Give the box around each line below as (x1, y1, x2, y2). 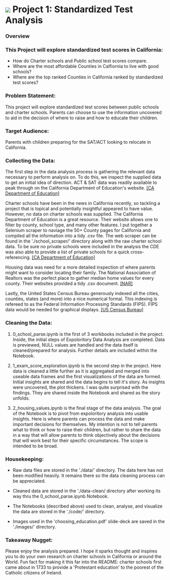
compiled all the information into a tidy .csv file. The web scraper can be (5, 233, 156, 239)
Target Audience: (5, 127, 49, 135)
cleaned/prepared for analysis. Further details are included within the (12, 347, 157, 353)
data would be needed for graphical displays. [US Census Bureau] (5, 307, 144, 313)
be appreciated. (12, 478, 46, 484)
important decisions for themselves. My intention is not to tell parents (12, 421, 158, 427)
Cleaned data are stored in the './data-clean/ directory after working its (12, 488, 161, 494)
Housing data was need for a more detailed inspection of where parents (5, 264, 156, 271)
